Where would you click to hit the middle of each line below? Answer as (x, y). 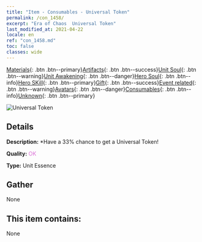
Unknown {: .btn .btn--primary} (57, 95)
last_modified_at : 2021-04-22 (45, 29)
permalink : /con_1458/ (35, 18)
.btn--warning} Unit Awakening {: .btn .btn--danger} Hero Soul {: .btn (91, 76)
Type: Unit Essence (31, 165)
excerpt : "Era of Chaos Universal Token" (61, 23)
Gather (20, 185)
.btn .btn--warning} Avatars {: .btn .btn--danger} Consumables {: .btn (91, 89)
